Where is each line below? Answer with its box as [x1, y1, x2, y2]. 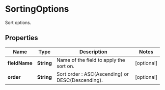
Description [79, 48, 108, 55]
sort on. [56, 63, 75, 69]
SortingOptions [5, 3, 69, 15]
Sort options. [5, 20, 31, 25]
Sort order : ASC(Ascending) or [56, 70, 129, 77]
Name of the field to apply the [56, 56, 125, 63]
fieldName [7, 60, 33, 67]
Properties [5, 34, 38, 42]
